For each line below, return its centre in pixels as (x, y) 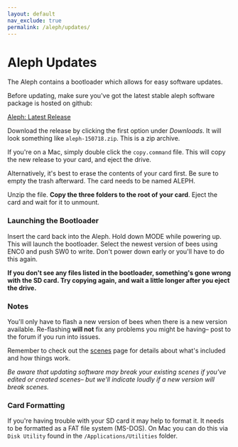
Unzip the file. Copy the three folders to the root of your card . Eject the (113, 195)
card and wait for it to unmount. (53, 203)
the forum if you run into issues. (54, 336)
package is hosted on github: (50, 103)
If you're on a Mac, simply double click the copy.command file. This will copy (117, 152)
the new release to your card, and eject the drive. (79, 160)
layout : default (31, 14)
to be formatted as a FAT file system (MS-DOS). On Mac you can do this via (118, 429)
